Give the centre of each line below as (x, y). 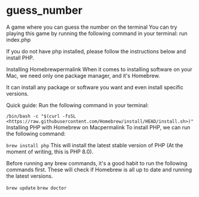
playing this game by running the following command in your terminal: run (97, 33)
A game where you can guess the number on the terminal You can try (92, 27)
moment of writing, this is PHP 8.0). (50, 151)
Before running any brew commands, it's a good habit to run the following (97, 163)
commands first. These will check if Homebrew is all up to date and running (99, 169)
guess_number (44, 10)
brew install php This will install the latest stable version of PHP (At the (95, 145)
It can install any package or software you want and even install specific (95, 87)
